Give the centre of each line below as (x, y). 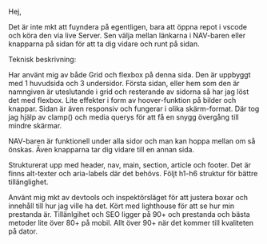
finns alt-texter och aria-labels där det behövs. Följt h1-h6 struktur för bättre (133, 173)
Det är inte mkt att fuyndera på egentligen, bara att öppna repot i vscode (128, 27)
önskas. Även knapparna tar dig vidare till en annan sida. (101, 150)
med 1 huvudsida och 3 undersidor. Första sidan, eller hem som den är (124, 83)
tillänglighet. (28, 182)
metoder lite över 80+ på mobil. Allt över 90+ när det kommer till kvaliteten (131, 223)
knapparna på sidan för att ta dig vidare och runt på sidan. (104, 44)
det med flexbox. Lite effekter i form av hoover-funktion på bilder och (122, 100)
